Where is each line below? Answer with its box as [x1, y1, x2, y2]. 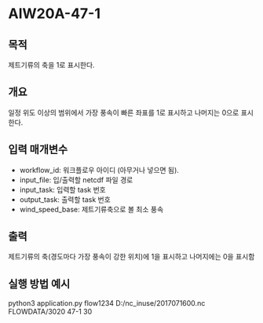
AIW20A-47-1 [8, 5, 100, 23]
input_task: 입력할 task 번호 [19, 185, 106, 194]
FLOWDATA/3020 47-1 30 [8, 307, 93, 317]
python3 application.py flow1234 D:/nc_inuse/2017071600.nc [8, 299, 206, 308]
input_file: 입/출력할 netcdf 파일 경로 [19, 174, 133, 185]
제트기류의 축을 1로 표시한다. [8, 61, 96, 69]
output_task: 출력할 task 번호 [19, 194, 111, 204]
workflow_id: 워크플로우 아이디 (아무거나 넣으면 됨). [19, 165, 179, 174]
